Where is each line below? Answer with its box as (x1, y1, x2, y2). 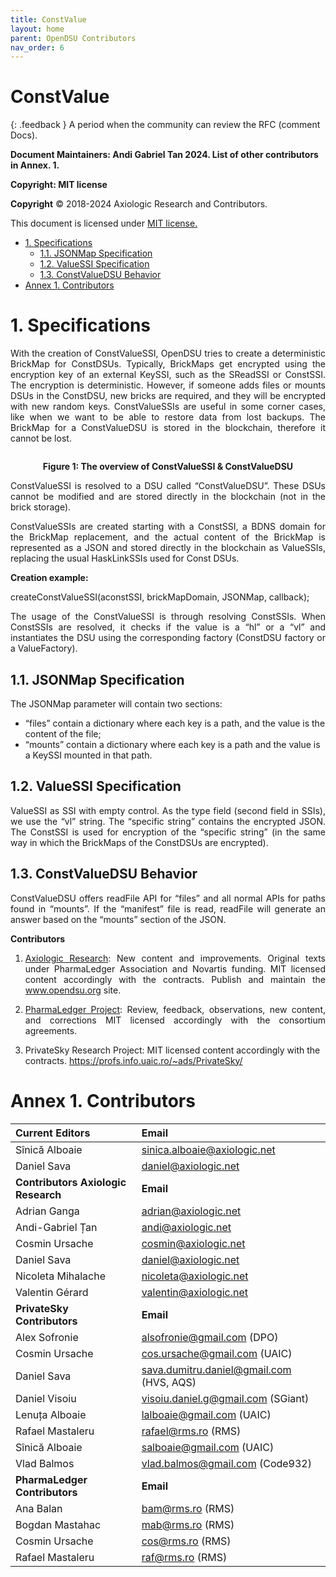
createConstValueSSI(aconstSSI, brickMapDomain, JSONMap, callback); (10, 591, 310, 603)
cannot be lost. (10, 432, 72, 445)
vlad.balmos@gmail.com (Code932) (141, 1456, 312, 1470)
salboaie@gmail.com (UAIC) (141, 1440, 275, 1454)
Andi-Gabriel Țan (15, 1220, 98, 1234)
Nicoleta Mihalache (15, 1269, 107, 1283)
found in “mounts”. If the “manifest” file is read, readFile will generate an (10, 902, 326, 915)
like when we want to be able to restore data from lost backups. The (10, 411, 326, 423)
